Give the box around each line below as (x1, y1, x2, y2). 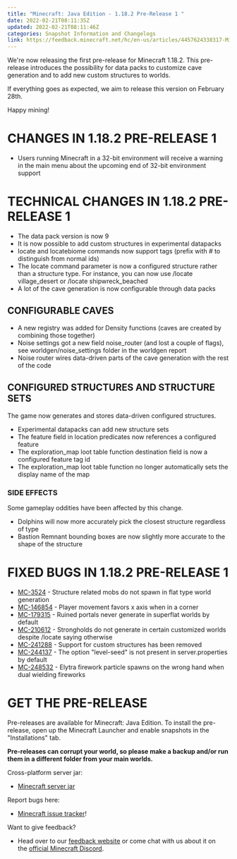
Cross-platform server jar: (7, 768, 83, 776)
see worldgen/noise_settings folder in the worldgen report (17, 346, 187, 354)
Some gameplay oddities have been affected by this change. (7, 503, 183, 512)
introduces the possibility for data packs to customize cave (30, 64, 202, 72)
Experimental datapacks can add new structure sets (17, 425, 169, 433)
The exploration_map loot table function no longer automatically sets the (17, 462, 229, 471)
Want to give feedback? (7, 823, 76, 831)
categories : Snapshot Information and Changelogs (7, 30, 157, 37)
